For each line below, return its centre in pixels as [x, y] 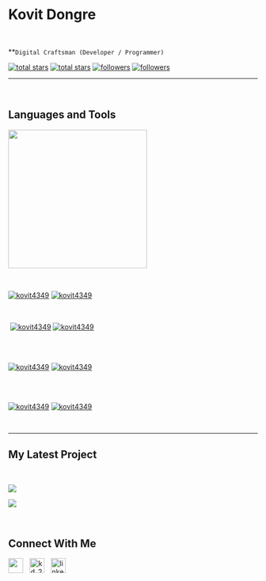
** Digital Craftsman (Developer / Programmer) [86, 51]
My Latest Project [53, 454]
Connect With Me [52, 543]
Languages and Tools [62, 115]
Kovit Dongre [52, 15]
